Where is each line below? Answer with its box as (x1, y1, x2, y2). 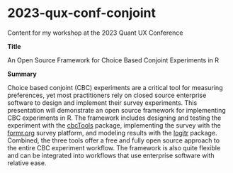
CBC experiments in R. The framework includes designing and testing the (7, 113, 222, 122)
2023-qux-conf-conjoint (7, 5, 156, 21)
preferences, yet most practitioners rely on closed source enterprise (7, 91, 207, 99)
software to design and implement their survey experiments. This (7, 98, 198, 107)
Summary (7, 69, 37, 78)
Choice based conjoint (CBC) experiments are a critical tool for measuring (7, 83, 223, 91)
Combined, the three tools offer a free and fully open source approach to (7, 136, 220, 145)
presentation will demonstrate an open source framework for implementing (7, 106, 227, 114)
